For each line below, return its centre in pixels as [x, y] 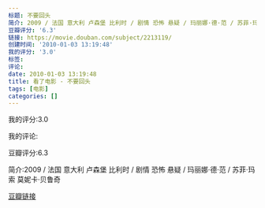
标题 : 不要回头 [30, 15]
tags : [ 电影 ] [28, 89]
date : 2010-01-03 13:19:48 [52, 74]
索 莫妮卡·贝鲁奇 [34, 180]
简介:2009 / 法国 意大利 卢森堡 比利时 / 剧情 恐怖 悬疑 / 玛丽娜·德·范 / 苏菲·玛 [132, 169]
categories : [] [33, 96]
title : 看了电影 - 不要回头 [49, 81]
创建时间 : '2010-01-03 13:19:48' [61, 45]
